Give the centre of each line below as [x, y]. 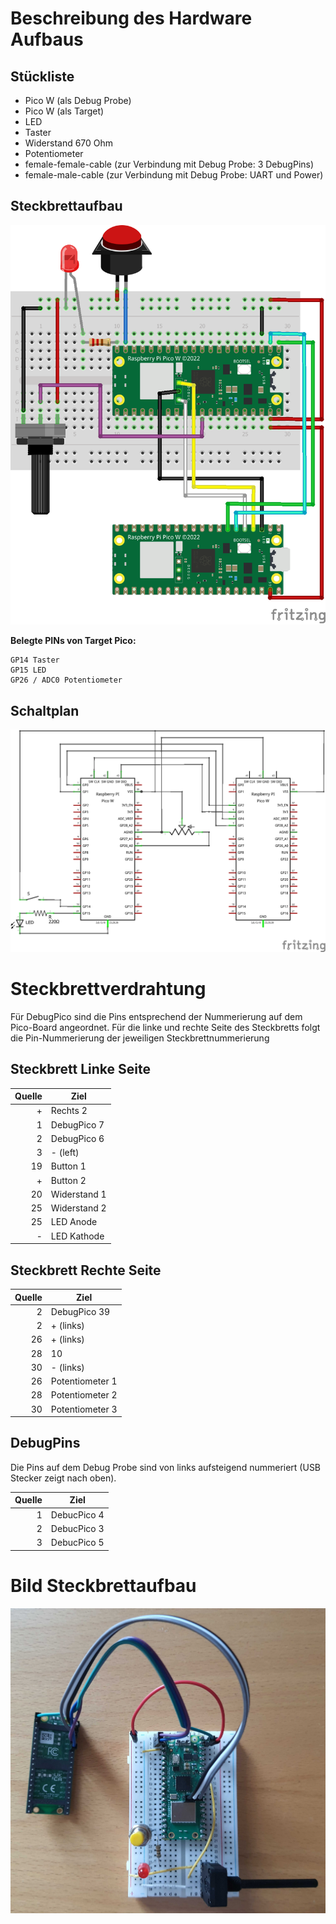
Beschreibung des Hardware [131, 18]
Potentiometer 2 [84, 1395]
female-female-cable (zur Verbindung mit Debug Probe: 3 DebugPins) [169, 164]
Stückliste [42, 76]
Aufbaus [47, 39]
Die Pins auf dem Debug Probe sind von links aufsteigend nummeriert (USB [166, 1467]
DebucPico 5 [77, 1543]
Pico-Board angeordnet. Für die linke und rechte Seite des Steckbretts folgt [165, 1027]
